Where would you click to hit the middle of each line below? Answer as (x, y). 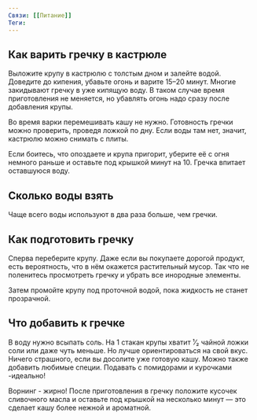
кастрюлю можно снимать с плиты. (68, 139)
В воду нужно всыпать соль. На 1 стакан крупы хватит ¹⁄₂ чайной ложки (128, 342)
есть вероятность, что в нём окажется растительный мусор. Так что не (129, 266)
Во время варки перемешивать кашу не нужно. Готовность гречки (121, 122)
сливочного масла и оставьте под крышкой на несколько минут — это (127, 399)
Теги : (17, 23)
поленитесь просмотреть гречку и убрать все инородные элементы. (125, 274)
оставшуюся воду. (39, 171)
